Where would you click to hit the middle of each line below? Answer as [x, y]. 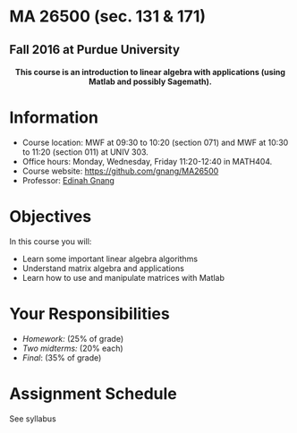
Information [54, 118]
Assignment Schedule [93, 394]
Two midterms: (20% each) [72, 348]
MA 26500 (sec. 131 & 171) [108, 17]
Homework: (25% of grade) [72, 338]
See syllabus [33, 419]
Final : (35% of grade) [62, 357]
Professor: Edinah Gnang [68, 181]
